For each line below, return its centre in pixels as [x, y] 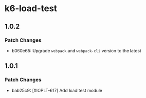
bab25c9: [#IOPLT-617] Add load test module [57, 90]
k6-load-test [31, 8]
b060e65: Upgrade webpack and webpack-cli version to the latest [76, 50]
